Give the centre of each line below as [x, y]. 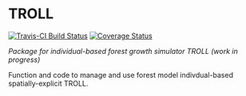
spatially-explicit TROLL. [48, 83]
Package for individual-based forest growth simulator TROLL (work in [123, 51]
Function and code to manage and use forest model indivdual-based [121, 75]
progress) [24, 60]
